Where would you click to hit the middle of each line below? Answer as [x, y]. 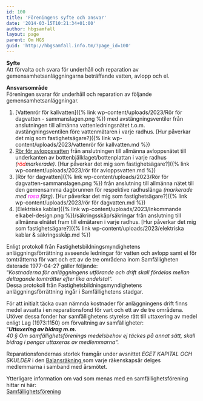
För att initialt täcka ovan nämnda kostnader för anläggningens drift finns [97, 303]
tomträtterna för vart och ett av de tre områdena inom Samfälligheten [92, 259]
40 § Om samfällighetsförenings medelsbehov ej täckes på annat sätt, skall [101, 335]
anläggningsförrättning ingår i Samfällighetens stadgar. [75, 291]
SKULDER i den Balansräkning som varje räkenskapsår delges [84, 360]
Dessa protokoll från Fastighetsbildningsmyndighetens [74, 285]
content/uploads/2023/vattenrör [55, 144]
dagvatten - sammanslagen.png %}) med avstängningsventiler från [99, 118]
